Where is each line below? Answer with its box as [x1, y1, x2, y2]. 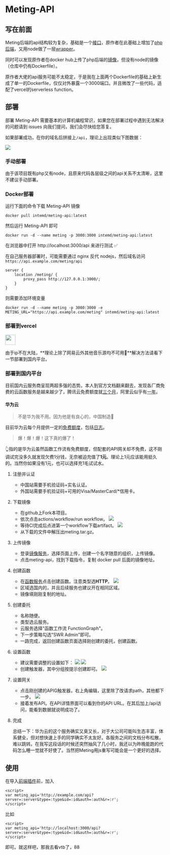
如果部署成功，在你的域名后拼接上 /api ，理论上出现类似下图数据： [5, 134, 143, 140]
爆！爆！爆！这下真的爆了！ [17, 435, 76, 441]
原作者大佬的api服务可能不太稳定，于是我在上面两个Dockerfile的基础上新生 [5, 74, 162, 80]
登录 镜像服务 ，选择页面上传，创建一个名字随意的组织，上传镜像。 [20, 550, 158, 557]
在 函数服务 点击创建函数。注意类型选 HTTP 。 [20, 578, 112, 585]
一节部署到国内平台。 [5, 356, 50, 362]
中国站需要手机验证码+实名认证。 [20, 482, 90, 488]
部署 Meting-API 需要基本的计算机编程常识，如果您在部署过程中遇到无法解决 [5, 117, 164, 123]
